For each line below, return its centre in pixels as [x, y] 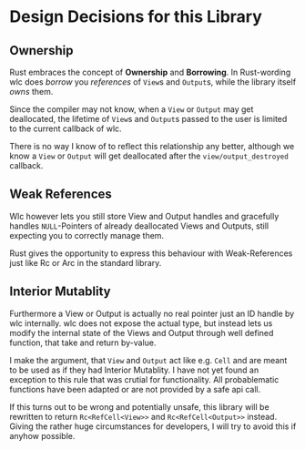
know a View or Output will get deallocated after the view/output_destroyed [149, 156]
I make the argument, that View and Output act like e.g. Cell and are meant [148, 360]
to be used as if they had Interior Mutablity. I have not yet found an [134, 370]
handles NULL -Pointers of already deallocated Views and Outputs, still [139, 226]
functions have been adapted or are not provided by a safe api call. [135, 389]
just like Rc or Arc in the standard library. [86, 262]
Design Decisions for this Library [136, 17]
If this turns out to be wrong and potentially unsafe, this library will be [140, 406]
